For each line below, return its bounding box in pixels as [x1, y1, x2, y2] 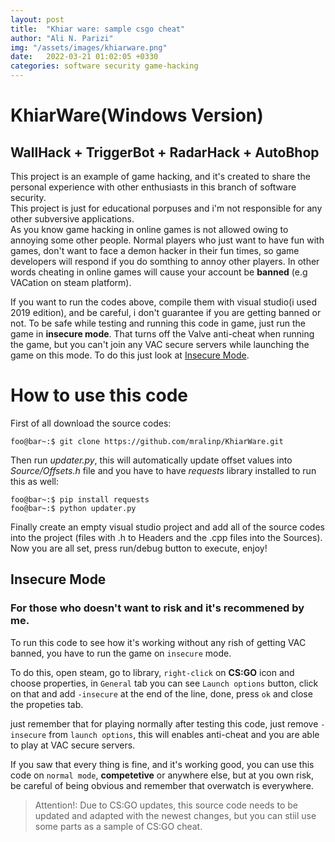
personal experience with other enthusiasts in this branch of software [10, 181, 297, 193]
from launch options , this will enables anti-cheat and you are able [48, 728, 320, 740]
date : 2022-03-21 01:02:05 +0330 [10, 52, 159, 62]
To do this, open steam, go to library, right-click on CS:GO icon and [10, 666, 295, 678]
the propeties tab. [10, 698, 84, 710]
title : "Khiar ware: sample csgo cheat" [10, 24, 186, 34]
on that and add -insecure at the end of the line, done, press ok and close [10, 687, 313, 700]
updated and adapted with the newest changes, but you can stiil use [34, 809, 317, 821]
